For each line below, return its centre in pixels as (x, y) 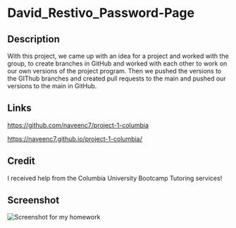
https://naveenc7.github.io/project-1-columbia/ (75, 138)
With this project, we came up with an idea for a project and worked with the (118, 56)
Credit (21, 161)
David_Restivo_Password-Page (101, 13)
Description (33, 39)
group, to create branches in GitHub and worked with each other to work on (117, 64)
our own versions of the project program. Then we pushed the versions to (114, 71)
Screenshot (33, 200)
